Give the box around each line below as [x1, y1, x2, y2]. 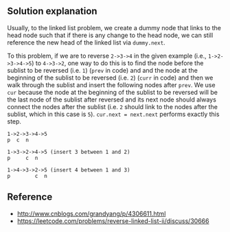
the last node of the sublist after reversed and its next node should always [7, 95, 216, 104]
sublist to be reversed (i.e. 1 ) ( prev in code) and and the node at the [7, 66, 198, 74]
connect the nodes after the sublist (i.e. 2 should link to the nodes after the [7, 102, 218, 111]
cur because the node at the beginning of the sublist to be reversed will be [7, 88, 218, 96]
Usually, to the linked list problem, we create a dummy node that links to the [7, 23, 222, 32]
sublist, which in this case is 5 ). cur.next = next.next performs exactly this [7, 110, 220, 118]
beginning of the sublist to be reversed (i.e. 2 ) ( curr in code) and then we [7, 73, 214, 82]
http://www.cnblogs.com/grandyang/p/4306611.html [16, 209, 166, 218]
